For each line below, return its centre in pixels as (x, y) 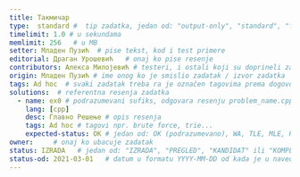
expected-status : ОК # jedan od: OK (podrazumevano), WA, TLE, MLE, (155, 134)
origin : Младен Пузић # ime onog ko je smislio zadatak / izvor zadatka (147, 76)
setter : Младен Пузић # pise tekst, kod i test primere (117, 51)
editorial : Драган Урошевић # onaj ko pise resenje (112, 59)
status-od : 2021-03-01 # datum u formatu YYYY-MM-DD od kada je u (139, 159)
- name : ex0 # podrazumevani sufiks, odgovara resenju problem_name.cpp (155, 101)
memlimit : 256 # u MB (54, 42)
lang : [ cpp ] (47, 109)
